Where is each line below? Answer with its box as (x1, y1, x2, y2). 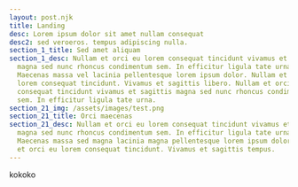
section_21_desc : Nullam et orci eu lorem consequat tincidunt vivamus (9, 121, 279, 129)
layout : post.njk (9, 12, 74, 22)
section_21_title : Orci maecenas (9, 112, 133, 121)
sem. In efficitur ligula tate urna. (17, 95, 157, 105)
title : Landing (9, 21, 66, 30)
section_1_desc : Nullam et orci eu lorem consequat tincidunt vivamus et (9, 54, 288, 63)
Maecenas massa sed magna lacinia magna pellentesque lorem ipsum (17, 136, 268, 145)
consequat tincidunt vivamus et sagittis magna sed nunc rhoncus (17, 87, 264, 96)
